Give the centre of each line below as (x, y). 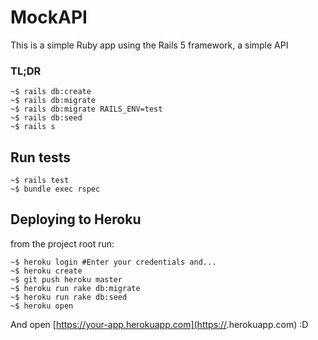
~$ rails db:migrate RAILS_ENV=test (86, 109)
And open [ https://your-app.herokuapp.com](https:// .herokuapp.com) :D (159, 324)
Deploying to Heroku (76, 219)
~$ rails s (33, 127)
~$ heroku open (42, 306)
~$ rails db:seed (46, 118)
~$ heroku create (46, 271)
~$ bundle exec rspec (55, 189)
